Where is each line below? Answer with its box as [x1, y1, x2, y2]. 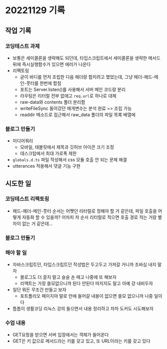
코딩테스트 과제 [5, 42, 40, 49]
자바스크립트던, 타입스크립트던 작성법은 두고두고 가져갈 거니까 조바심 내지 [12, 261, 157, 267]
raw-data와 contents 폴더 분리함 [20, 99, 86, 105]
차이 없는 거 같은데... [12, 220, 53, 227]
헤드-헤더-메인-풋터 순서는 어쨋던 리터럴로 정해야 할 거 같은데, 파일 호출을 [12, 207, 157, 214]
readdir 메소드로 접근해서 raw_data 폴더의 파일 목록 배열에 [20, 111, 136, 117]
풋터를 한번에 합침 [26, 80, 61, 86]
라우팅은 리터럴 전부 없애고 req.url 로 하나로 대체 [20, 93, 117, 99]
